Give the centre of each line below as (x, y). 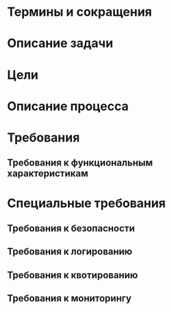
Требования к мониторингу (69, 298)
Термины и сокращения (79, 12)
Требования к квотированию (73, 275)
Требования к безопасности (71, 228)
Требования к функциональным (80, 163)
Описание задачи (60, 44)
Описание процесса (68, 106)
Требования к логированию (70, 252)
